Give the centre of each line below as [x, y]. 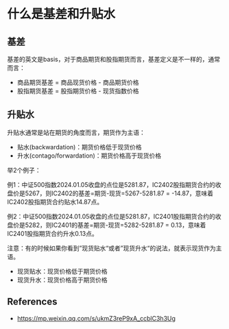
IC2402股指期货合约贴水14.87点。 [55, 202]
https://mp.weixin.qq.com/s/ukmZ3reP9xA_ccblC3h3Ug [96, 318]
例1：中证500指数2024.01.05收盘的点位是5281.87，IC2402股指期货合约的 [111, 184]
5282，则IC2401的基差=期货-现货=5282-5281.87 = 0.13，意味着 [116, 225]
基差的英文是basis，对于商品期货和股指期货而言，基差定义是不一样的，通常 [114, 59]
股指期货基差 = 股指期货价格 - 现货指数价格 [78, 91]
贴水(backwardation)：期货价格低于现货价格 [79, 147]
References [32, 302]
